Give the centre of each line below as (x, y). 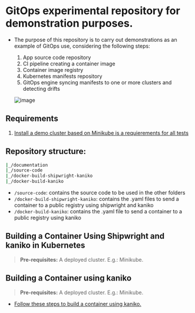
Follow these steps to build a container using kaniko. (78, 304)
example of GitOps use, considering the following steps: (82, 46)
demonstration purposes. (69, 23)
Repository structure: (46, 151)
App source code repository (57, 57)
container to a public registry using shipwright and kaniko (84, 205)
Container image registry (53, 70)
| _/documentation (27, 165)
